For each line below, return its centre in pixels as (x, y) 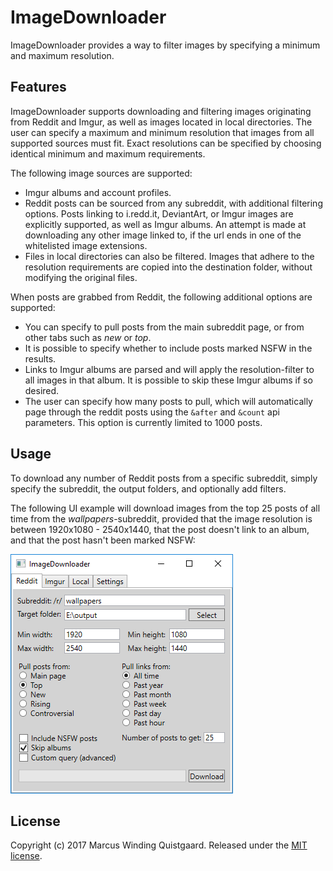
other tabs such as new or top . (88, 337)
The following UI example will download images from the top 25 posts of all (165, 508)
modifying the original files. (81, 277)
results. (40, 358)
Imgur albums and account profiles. (98, 192)
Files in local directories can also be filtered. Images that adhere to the (169, 256)
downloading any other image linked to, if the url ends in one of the (163, 235)
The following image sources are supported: (101, 173)
